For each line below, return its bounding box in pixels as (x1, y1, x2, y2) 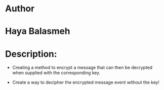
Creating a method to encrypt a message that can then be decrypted (12, 65, 153, 71)
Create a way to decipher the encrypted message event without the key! (12, 80, 160, 86)
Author (5, 3, 35, 14)
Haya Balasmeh (5, 26, 71, 37)
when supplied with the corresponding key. (12, 70, 100, 76)
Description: (5, 48, 57, 59)
